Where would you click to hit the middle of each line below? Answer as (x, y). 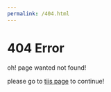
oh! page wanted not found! (47, 68)
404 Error (36, 48)
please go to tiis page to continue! (56, 81)
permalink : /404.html (39, 14)
